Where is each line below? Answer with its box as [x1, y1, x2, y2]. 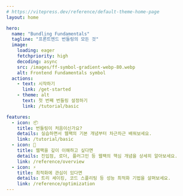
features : [6, 114, 31, 120]
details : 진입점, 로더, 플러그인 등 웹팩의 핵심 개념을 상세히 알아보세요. [17, 153, 178, 159]
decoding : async [17, 58, 58, 65]
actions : [11, 76, 34, 82]
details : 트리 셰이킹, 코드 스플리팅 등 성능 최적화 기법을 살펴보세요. [17, 175, 171, 182]
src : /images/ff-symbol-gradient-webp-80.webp [17, 64, 136, 70]
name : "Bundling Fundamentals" [11, 31, 90, 37]
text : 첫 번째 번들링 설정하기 [22, 98, 88, 104]
